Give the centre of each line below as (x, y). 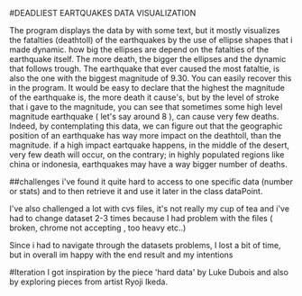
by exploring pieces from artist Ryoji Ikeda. (89, 282)
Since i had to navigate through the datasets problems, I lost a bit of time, (145, 245)
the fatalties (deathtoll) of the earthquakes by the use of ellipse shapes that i (151, 40)
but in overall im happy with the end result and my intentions (121, 255)
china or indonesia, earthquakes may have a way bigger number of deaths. (148, 164)
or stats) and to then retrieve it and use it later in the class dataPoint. (136, 191)
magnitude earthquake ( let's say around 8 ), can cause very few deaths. (144, 117)
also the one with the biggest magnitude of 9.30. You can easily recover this (151, 78)
